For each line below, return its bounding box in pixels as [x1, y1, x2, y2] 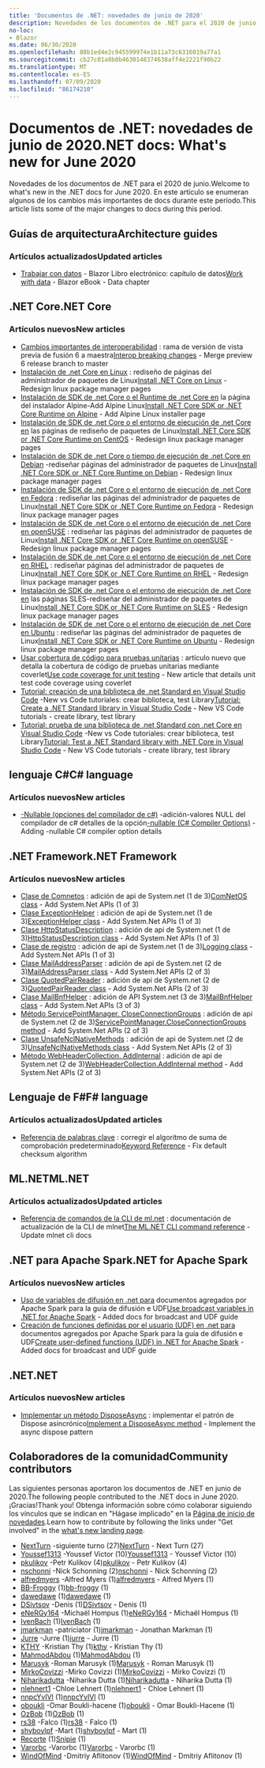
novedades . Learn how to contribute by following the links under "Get [9, 1516, 233, 1527]
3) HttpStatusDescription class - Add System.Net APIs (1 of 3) [20, 933, 220, 943]
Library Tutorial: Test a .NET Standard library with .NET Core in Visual [20, 736, 244, 746]
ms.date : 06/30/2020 [9, 41, 77, 49]
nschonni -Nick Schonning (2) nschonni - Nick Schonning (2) [20, 1565, 218, 1575]
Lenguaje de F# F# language [9, 1091, 149, 1104]
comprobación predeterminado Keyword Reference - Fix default [20, 1141, 227, 1150]
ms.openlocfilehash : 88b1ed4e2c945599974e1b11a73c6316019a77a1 [9, 48, 222, 56]
